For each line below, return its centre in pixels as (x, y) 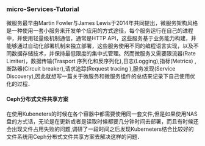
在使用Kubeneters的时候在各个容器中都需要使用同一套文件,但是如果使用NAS (102, 114)
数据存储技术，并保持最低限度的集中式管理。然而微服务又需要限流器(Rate (104, 54)
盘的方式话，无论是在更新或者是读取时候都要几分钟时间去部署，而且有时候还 (103, 121)
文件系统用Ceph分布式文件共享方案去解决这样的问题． (75, 136)
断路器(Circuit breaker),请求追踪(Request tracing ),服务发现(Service (91, 69)
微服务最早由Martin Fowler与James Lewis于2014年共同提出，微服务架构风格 (102, 23)
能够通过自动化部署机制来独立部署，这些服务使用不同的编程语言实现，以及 (100, 46)
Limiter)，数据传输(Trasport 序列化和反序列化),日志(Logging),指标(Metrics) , (101, 61)
